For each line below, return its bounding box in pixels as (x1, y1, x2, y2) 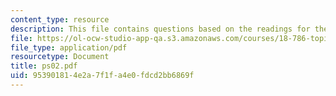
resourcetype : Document (10, 52, 110, 62)
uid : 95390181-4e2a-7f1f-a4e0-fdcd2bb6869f (10, 71, 195, 81)
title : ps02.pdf (10, 61, 78, 71)
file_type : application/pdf (10, 42, 128, 53)
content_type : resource (10, 14, 110, 25)
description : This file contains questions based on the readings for (10, 24, 311, 34)
